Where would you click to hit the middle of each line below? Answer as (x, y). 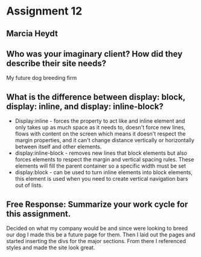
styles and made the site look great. (51, 248)
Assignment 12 (44, 11)
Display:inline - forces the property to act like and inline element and (100, 121)
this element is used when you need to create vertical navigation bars (101, 179)
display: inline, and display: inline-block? (85, 106)
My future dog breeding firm (42, 78)
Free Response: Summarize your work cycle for (97, 204)
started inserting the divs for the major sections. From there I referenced (96, 241)
